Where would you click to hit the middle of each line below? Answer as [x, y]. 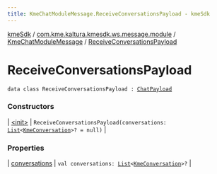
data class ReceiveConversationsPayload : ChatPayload [90, 89]
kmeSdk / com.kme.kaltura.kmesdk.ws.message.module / [92, 34]
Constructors [31, 107]
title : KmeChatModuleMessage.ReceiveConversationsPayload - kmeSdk [109, 14]
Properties [26, 148]
